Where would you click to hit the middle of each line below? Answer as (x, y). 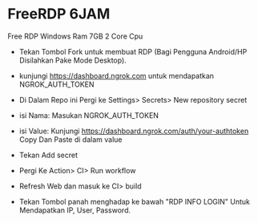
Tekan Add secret (48, 155)
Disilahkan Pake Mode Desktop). (73, 60)
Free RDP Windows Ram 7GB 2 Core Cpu (75, 36)
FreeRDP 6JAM (59, 14)
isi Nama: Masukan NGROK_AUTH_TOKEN (89, 115)
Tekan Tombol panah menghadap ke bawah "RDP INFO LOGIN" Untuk (134, 201)
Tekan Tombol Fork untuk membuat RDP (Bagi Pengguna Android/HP (133, 51)
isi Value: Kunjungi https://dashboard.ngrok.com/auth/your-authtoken (134, 131)
